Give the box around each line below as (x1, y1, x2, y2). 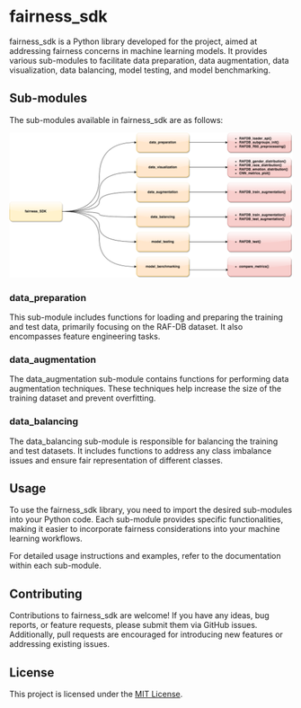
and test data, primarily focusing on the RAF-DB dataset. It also (9, 321, 243, 332)
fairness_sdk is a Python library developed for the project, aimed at (9, 36, 258, 47)
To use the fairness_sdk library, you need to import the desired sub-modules (9, 505, 293, 516)
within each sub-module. (9, 560, 102, 571)
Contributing (9, 586, 83, 601)
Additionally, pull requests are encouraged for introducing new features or (9, 629, 283, 640)
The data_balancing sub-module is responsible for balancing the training (9, 436, 279, 447)
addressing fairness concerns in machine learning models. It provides (9, 45, 268, 56)
